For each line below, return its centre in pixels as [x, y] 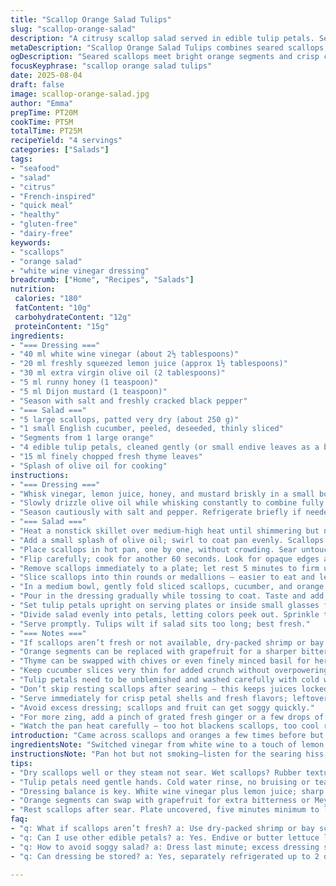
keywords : [31, 242]
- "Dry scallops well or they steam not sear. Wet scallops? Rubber [156, 772]
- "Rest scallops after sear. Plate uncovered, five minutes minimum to [165, 810]
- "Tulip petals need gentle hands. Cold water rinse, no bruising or [160, 782]
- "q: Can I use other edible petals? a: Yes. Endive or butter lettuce [165, 837]
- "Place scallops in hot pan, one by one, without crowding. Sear [154, 549]
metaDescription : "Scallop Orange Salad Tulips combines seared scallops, [169, 47]
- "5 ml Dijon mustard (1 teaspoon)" [89, 391]
